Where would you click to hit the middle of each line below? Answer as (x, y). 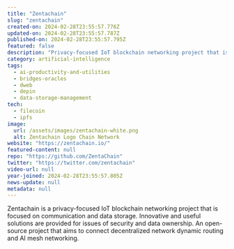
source (17, 231)
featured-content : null (42, 150)
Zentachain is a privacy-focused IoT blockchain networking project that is (112, 209)
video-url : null (31, 169)
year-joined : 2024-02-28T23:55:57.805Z (65, 176)
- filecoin (29, 111)
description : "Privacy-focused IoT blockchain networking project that (113, 53)
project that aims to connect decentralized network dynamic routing (126, 231)
